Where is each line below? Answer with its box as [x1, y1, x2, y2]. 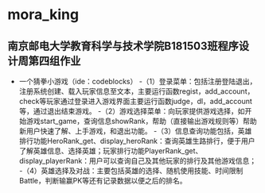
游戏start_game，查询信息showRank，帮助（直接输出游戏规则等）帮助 [25, 117, 258, 125]
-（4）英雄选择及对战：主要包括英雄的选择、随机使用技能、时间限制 [18, 166, 244, 176]
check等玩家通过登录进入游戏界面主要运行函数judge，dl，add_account [18, 97, 252, 106]
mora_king [7, 6, 80, 24]
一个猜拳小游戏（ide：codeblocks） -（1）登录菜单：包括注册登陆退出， [18, 77, 257, 86]
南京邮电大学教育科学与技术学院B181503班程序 [7, 39, 240, 52]
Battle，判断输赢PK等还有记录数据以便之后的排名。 [18, 176, 187, 185]
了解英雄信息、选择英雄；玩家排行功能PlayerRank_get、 [18, 146, 203, 156]
